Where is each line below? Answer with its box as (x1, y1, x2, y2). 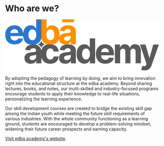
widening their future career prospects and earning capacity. (5, 126, 128, 132)
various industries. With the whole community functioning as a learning (5, 116, 148, 122)
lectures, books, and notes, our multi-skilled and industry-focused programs (5, 86, 159, 91)
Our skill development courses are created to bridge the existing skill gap (5, 106, 152, 111)
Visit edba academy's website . (5, 136, 67, 142)
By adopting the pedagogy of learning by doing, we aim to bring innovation (5, 75, 156, 81)
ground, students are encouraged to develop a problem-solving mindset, (5, 121, 151, 127)
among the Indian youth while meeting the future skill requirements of (5, 110, 145, 117)
